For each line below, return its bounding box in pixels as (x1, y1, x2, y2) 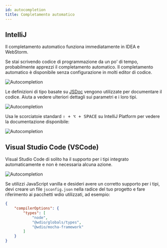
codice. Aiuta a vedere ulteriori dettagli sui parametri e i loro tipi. (5, 94, 137, 100)
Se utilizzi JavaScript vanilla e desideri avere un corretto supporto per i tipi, (5, 181, 160, 187)
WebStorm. (5, 49, 28, 55)
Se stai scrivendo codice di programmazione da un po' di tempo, (5, 58, 138, 65)
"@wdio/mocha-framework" (31, 224, 84, 229)
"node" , (31, 215, 48, 220)
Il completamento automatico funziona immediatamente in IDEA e (5, 43, 140, 50)
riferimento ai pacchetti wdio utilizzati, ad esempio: (5, 191, 110, 197)
